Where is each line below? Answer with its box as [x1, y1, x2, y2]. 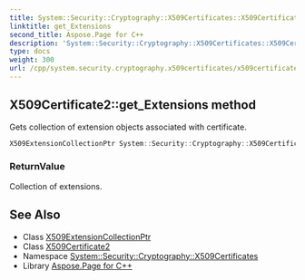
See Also [9, 208, 61, 223]
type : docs [9, 47, 51, 56]
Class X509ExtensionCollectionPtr [22, 231, 152, 242]
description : [9, 38, 59, 48]
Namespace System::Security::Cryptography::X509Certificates [22, 250, 259, 261]
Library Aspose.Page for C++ [22, 260, 133, 271]
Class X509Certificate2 [22, 241, 111, 252]
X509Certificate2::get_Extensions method [9, 97, 257, 113]
